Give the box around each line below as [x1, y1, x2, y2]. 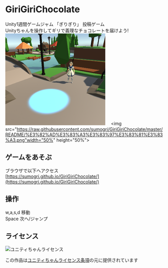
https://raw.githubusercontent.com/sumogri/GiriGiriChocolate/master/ [17, 126, 163, 132]
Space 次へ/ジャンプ [5, 216, 48, 222]
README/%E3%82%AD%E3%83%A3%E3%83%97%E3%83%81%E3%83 [5, 131, 163, 138]
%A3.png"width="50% [5, 137, 53, 143]
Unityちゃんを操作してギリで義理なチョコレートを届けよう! [5, 27, 129, 34]
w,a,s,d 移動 [5, 209, 30, 215]
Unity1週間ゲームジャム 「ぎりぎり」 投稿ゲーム [5, 21, 105, 27]
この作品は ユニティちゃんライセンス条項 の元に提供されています [5, 257, 139, 263]
